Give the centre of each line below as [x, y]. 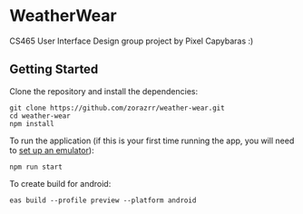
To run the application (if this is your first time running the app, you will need [152, 141]
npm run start [36, 167]
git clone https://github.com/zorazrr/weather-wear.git [117, 108]
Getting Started [54, 69]
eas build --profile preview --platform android [103, 200]
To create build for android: [60, 183]
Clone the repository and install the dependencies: [104, 91]
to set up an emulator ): [52, 150]
